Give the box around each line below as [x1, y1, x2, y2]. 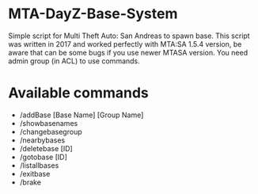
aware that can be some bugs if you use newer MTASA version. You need [8, 48, 248, 57]
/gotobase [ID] [19, 152, 67, 162]
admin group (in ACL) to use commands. [8, 56, 140, 66]
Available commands [8, 84, 149, 102]
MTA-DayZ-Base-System [8, 5, 178, 23]
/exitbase [19, 169, 51, 178]
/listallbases [19, 160, 59, 170]
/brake [19, 177, 42, 187]
